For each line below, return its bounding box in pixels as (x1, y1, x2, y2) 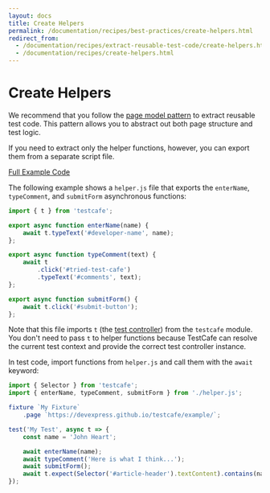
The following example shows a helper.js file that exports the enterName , (8, 183, 251, 192)
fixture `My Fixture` (8, 404, 81, 412)
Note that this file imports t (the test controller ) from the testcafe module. (8, 325, 253, 335)
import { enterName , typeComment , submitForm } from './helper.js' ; (8, 389, 243, 397)
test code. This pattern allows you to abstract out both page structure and (8, 118, 253, 129)
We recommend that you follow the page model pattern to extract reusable (8, 110, 256, 120)
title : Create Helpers (8, 19, 84, 27)
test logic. (8, 127, 42, 137)
